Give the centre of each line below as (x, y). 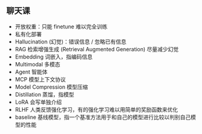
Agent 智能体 (31, 72)
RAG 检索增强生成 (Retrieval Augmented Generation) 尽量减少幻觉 (97, 49)
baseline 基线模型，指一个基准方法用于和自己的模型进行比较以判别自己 (103, 117)
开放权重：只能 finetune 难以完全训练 (61, 27)
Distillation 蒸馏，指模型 (44, 94)
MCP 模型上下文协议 (40, 79)
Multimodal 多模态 (37, 64)
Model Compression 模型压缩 (52, 87)
